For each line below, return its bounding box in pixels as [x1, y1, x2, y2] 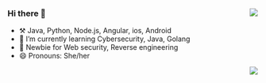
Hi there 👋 [7, 8, 47, 19]
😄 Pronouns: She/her [18, 51, 91, 61]
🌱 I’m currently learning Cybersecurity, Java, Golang [18, 34, 191, 43]
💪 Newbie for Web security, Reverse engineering [18, 43, 179, 52]
